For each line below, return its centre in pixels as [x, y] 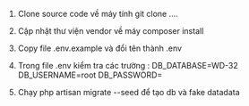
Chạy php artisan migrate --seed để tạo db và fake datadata [129, 92]
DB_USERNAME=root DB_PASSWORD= [90, 75]
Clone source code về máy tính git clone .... [98, 14]
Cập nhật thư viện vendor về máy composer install [111, 31]
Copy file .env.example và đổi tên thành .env [99, 48]
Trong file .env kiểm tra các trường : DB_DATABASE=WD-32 [128, 65]
